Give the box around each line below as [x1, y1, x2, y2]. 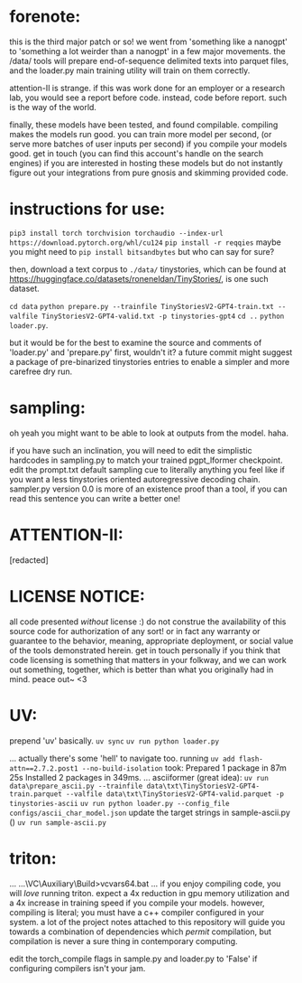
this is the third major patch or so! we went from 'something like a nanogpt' [9, 36, 288, 47]
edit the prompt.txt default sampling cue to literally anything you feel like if [9, 463, 286, 475]
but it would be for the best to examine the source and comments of [9, 337, 262, 348]
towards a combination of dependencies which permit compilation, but [9, 926, 272, 937]
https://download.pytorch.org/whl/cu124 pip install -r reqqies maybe [9, 237, 282, 248]
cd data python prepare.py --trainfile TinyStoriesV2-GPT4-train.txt [9, 302, 275, 311]
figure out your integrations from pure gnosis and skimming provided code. [9, 167, 288, 178]
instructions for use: [9, 199, 165, 220]
